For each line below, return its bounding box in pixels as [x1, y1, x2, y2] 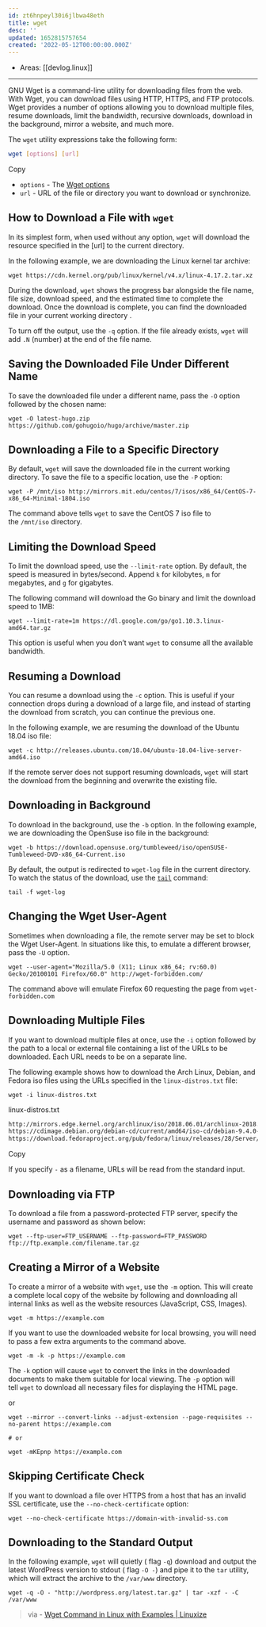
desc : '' [8, 26, 37, 34]
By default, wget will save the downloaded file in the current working [8, 464, 230, 474]
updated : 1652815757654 [8, 33, 87, 42]
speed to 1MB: [8, 602, 55, 612]
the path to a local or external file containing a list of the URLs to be [8, 1043, 228, 1053]
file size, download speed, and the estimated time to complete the [8, 294, 223, 303]
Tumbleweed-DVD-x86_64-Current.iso [8, 850, 126, 858]
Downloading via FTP [8, 1188, 116, 1201]
